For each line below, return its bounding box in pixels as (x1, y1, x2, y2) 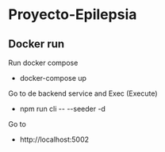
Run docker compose (8, 58, 79, 67)
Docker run (8, 37, 65, 51)
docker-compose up (19, 74, 87, 82)
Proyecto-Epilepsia (8, 6, 137, 24)
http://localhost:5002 (19, 135, 90, 144)
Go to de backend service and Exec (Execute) (8, 89, 158, 98)
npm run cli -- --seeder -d (19, 104, 106, 113)
